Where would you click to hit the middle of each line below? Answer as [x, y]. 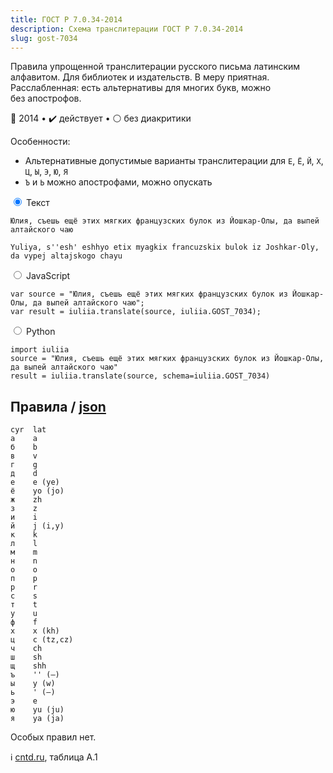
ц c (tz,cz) [42, 640]
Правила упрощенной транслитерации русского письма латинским [155, 67]
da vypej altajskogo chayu [66, 256]
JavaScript [48, 276]
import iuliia [40, 350]
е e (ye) [35, 482]
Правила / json [58, 406]
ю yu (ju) [37, 710]
